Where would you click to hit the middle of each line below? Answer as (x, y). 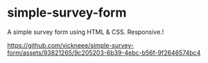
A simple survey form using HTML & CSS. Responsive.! (86, 32)
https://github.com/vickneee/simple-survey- (70, 45)
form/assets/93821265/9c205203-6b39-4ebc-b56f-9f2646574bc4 (104, 53)
